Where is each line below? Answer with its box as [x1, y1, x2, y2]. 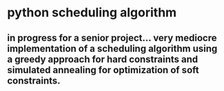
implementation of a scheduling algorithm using [7, 42, 218, 54]
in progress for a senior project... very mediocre [7, 32, 217, 44]
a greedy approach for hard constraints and [7, 53, 198, 65]
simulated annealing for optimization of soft [7, 64, 199, 76]
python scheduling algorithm [7, 5, 177, 21]
